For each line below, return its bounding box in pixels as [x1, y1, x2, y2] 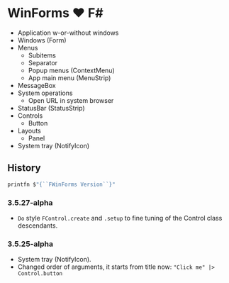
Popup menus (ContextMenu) [28, 66, 115, 74]
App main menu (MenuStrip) [28, 73, 111, 82]
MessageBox [17, 81, 56, 89]
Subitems [28, 51, 57, 60]
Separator [28, 58, 58, 67]
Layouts [17, 126, 41, 135]
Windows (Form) [17, 35, 67, 44]
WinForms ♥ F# [7, 5, 104, 21]
